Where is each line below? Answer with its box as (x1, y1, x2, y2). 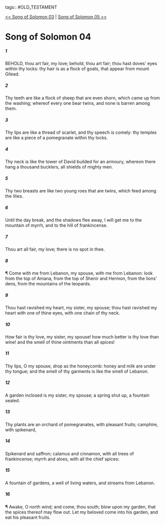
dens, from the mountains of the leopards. (5, 280, 91, 286)
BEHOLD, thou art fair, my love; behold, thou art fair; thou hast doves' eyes (5, 61, 158, 67)
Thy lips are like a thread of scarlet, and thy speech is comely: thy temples (5, 129, 157, 136)
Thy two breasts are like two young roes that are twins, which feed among (5, 188, 157, 194)
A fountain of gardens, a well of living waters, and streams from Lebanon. (5, 480, 155, 486)
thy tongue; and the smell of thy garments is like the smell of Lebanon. (5, 368, 149, 374)
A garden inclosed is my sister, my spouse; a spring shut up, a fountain (5, 392, 150, 398)
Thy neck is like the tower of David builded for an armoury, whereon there (5, 159, 156, 165)
